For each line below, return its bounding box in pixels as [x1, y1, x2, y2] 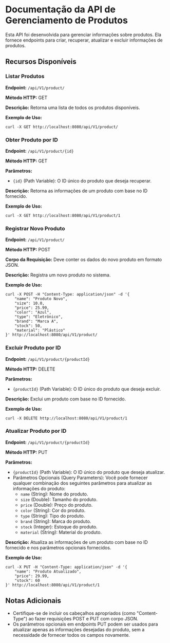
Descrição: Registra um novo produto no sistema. [5, 272, 111, 278]
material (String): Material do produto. [20, 529, 102, 535]
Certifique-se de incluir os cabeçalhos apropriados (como [12, 610, 136, 616]
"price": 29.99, [14, 573, 50, 579]
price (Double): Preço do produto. [20, 502, 93, 508]
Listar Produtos [5, 73, 45, 80]
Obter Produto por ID [5, 136, 58, 143]
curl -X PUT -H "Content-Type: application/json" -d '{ [5, 564, 127, 569]
